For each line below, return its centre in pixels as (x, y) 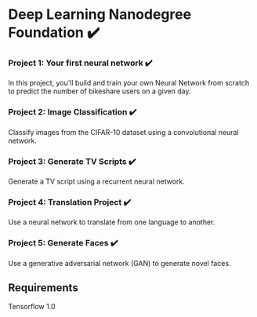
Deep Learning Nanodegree (100, 15)
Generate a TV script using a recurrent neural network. (97, 181)
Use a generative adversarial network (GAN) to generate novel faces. (119, 263)
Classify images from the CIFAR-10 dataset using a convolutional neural (123, 132)
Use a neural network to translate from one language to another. (112, 222)
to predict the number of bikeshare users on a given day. (100, 91)
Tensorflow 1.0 (32, 307)
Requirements (43, 288)
